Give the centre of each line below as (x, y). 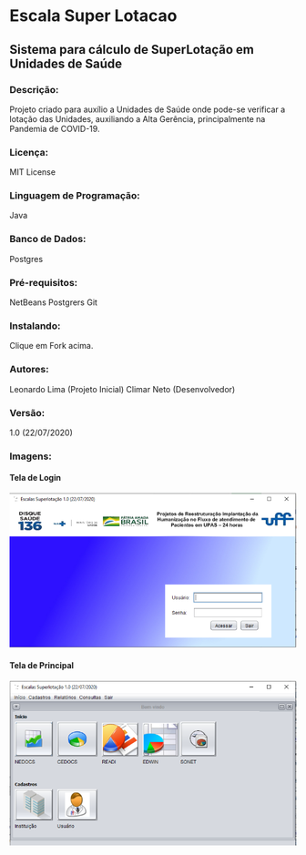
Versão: (27, 412)
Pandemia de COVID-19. (55, 128)
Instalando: (35, 326)
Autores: (29, 370)
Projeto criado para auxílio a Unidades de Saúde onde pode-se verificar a (148, 109)
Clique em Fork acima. (51, 346)
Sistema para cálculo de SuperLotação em (132, 50)
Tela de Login (36, 478)
